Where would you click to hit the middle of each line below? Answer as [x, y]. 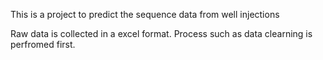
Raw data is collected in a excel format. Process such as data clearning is [161, 33]
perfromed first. [43, 44]
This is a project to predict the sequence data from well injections [145, 14]
